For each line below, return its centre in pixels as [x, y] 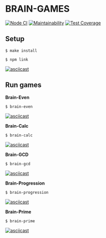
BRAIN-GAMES [38, 9]
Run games [23, 85]
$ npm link [17, 59]
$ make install [21, 51]
